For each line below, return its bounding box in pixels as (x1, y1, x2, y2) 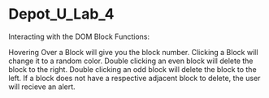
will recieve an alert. (8, 82, 76, 92)
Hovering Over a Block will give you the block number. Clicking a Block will (8, 47, 258, 57)
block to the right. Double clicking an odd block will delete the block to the (8, 64, 258, 74)
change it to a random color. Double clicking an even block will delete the (8, 56, 254, 66)
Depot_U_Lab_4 (8, 5, 115, 23)
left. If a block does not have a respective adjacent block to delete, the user (8, 73, 261, 83)
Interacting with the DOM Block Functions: (8, 32, 150, 41)
